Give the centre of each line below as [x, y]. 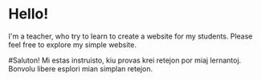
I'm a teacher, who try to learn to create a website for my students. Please [130, 36]
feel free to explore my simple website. [72, 44]
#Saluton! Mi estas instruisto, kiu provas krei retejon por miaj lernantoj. [125, 60]
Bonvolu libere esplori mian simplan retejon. [81, 68]
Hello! [29, 14]
